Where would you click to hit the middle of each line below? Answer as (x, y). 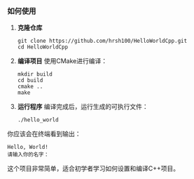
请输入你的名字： (28, 155)
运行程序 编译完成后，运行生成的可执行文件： (83, 107)
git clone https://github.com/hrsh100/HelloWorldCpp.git (102, 41)
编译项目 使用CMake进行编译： (62, 61)
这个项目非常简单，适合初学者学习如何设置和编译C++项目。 (93, 168)
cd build (30, 81)
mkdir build (35, 74)
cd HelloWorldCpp (43, 47)
